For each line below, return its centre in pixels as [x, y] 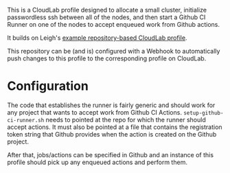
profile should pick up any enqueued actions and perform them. [97, 162]
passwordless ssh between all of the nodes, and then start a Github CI [106, 17]
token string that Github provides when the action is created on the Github [112, 134]
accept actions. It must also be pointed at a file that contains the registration [115, 127]
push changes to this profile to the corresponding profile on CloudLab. [107, 58]
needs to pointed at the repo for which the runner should [126, 119]
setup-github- [203, 113]
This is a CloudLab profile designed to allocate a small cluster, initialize [107, 10]
